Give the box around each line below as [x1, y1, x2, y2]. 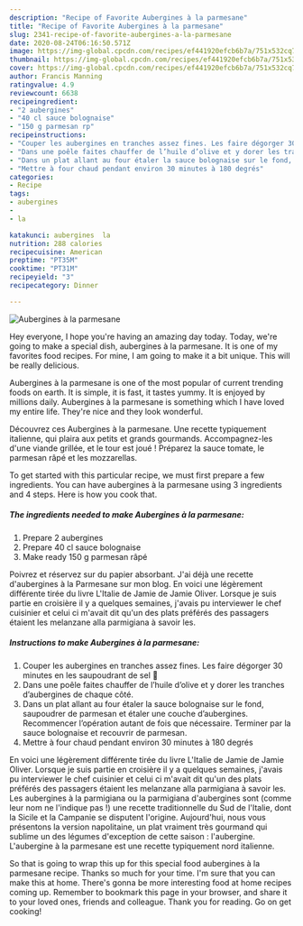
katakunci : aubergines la [9, 231, 111, 240]
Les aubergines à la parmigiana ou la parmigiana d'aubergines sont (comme [9, 793, 292, 803]
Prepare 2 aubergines [22, 532, 104, 543]
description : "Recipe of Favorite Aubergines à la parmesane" [9, 13, 248, 23]
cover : [9, 64, 34, 73]
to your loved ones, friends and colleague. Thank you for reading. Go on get [9, 896, 291, 907]
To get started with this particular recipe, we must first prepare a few [9, 470, 265, 481]
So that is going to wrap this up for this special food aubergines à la [9, 857, 261, 868]
